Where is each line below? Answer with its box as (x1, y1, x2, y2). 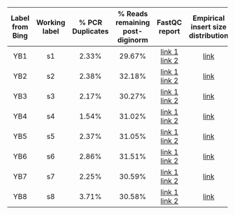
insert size (190, 22, 227, 31)
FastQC (156, 17, 183, 27)
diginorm (117, 35, 148, 45)
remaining (115, 17, 150, 27)
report (158, 27, 180, 36)
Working (36, 17, 66, 27)
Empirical (192, 13, 225, 23)
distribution (188, 31, 229, 40)
